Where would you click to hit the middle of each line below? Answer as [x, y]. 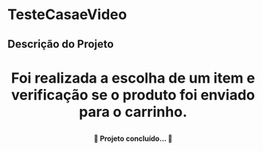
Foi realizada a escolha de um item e [133, 78]
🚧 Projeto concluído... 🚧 [133, 138]
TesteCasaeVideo [67, 15]
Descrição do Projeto [61, 44]
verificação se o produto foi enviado [133, 95]
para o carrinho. [133, 112]
